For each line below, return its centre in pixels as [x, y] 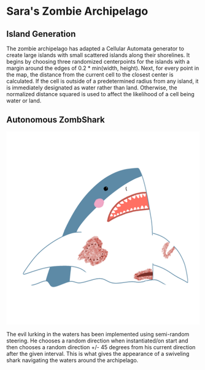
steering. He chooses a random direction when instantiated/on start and [97, 341]
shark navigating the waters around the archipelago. [72, 360]
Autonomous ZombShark [56, 120]
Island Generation [41, 34]
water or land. [24, 100]
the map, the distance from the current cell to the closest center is [90, 74]
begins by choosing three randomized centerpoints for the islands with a [98, 62]
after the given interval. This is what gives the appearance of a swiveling [98, 353]
